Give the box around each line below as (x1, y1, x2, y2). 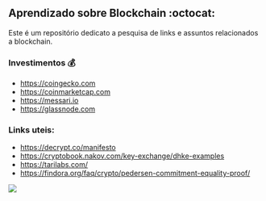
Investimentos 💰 (8, 57, 76, 68)
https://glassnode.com (19, 104, 96, 114)
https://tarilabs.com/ (19, 160, 89, 170)
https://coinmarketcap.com (19, 87, 111, 97)
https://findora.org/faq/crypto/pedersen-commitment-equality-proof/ (19, 169, 251, 178)
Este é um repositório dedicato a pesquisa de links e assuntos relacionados (8, 27, 259, 37)
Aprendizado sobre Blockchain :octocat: (8, 6, 216, 20)
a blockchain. (8, 36, 53, 46)
